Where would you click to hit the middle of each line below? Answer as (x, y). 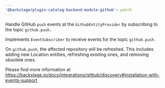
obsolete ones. (21, 60)
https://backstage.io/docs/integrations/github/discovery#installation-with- (82, 75)
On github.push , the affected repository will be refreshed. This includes (79, 49)
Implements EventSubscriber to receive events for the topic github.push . (80, 39)
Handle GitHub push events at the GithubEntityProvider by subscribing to (81, 24)
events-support (21, 80)
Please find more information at (38, 69)
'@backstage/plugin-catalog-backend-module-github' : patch (69, 10)
